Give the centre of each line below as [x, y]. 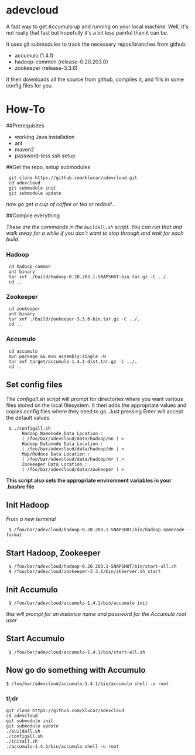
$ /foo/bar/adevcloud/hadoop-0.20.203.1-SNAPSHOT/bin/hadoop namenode [96, 530]
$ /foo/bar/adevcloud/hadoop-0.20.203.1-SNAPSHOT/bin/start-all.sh [93, 567]
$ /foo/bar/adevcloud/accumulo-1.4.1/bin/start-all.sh [77, 652]
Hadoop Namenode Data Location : [62, 433]
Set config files [34, 385]
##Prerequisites [25, 125]
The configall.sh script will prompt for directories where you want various [95, 399]
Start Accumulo [35, 638]
